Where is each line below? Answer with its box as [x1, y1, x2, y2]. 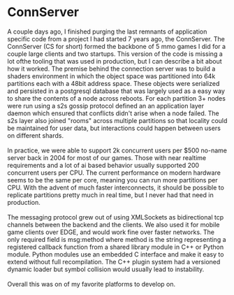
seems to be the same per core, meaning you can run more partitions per [7, 175, 218, 184]
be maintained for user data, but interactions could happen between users [7, 124, 221, 132]
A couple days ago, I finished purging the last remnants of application [7, 27, 207, 36]
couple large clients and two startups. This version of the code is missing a [7, 50, 224, 58]
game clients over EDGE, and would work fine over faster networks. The [7, 228, 215, 236]
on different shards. [7, 131, 64, 140]
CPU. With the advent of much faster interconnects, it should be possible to [7, 183, 225, 192]
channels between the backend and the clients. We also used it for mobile [7, 220, 220, 229]
